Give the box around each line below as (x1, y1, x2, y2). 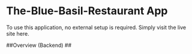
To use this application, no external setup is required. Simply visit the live (6, 24, 187, 31)
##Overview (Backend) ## (6, 42, 72, 49)
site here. (6, 30, 29, 37)
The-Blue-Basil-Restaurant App (6, 4, 168, 18)
